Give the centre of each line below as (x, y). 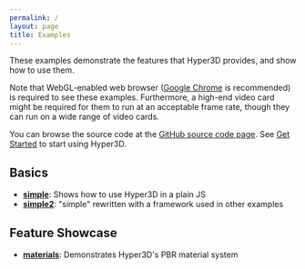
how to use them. (42, 70)
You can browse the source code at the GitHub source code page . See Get (150, 134)
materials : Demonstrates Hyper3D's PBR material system (130, 254)
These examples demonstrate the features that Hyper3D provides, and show (153, 61)
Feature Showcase (63, 233)
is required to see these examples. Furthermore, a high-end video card (142, 97)
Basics (29, 172)
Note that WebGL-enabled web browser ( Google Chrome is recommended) (150, 88)
